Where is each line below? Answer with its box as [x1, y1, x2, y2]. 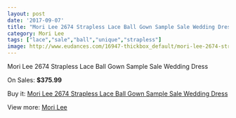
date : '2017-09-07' [7, 17, 65, 24]
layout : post [7, 10, 46, 18]
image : [7, 43, 27, 50]
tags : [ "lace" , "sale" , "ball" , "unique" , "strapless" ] [7, 37, 162, 44]
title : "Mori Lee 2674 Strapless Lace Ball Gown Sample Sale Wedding [7, 23, 216, 30]
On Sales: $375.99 [7, 76, 62, 84]
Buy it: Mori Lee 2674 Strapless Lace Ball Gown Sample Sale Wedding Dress [7, 89, 228, 98]
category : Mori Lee [7, 29, 65, 37]
